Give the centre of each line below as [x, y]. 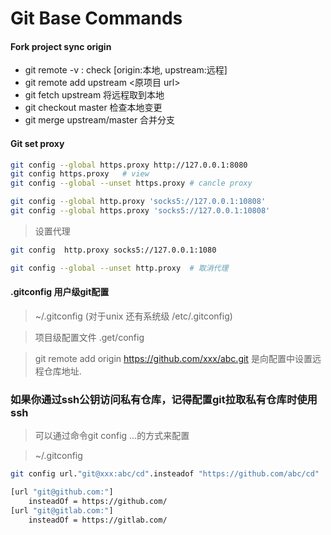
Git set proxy [37, 143]
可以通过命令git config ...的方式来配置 [112, 436]
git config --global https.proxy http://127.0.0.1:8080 [129, 165]
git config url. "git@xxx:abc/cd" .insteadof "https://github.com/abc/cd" [165, 474]
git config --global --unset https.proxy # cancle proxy [131, 183]
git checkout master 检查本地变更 [93, 108]
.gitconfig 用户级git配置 [60, 292]
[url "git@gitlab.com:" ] [62, 510]
